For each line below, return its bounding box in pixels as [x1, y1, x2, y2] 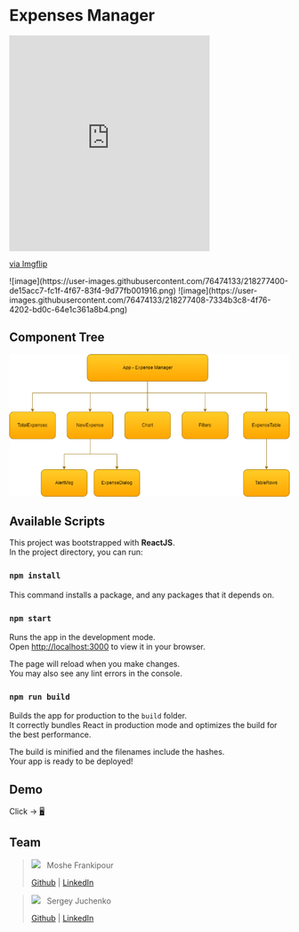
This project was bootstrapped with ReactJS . [9, 538, 175, 548]
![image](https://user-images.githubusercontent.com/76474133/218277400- [9, 275, 289, 286]
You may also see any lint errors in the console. [9, 668, 182, 678]
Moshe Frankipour [46, 860, 114, 871]
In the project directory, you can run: [9, 547, 143, 557]
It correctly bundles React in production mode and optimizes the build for [9, 720, 278, 731]
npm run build [9, 692, 70, 701]
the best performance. [9, 729, 92, 740]
